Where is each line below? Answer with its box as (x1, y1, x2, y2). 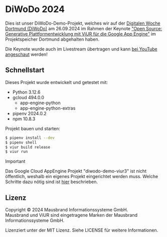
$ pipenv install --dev (5, 135, 55, 140)
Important (5, 159, 26, 165)
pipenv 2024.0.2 (12, 110, 47, 116)
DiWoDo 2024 (5, 4, 65, 15)
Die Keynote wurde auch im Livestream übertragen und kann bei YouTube (5, 46, 157, 52)
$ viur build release (5, 144, 51, 149)
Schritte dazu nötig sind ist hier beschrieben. (5, 179, 98, 185)
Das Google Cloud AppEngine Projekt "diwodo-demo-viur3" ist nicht (5, 168, 147, 174)
